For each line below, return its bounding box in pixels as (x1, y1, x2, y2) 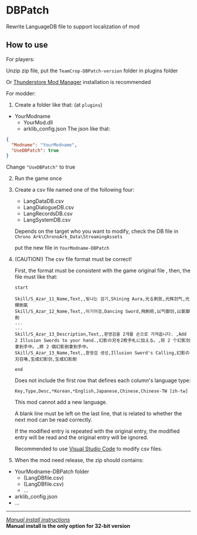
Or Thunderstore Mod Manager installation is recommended (6, 78, 151, 85)
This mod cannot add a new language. (14, 399, 107, 406)
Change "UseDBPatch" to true (6, 163, 76, 170)
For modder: (6, 89, 36, 97)
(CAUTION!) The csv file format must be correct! (14, 256, 132, 263)
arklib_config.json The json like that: (23, 125, 110, 132)
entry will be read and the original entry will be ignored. (14, 434, 148, 441)
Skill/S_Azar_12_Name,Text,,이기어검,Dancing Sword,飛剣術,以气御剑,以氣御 (14, 309, 191, 315)
